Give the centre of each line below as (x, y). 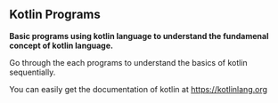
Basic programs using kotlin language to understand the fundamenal (139, 36)
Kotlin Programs (55, 15)
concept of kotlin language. (61, 45)
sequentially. (33, 72)
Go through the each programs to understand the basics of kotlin (128, 62)
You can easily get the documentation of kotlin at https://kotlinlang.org (139, 89)
